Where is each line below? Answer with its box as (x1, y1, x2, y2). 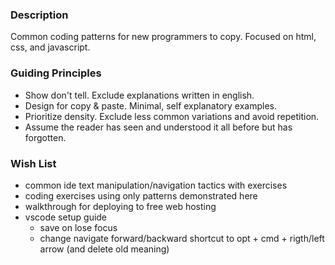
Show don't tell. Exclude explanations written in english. (24, 89, 255, 101)
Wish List (10, 156, 57, 170)
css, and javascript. (10, 41, 91, 53)
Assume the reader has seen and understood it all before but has (24, 121, 293, 133)
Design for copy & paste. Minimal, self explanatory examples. (24, 99, 277, 112)
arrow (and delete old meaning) (39, 243, 170, 255)
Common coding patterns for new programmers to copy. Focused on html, (10, 31, 317, 43)
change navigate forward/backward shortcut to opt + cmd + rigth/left (39, 232, 325, 244)
